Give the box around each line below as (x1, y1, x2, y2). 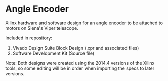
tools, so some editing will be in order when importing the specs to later (5, 65, 155, 71)
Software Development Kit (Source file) (12, 50, 95, 56)
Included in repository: (5, 35, 52, 41)
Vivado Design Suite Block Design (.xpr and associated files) (12, 45, 139, 51)
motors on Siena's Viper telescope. (5, 25, 78, 31)
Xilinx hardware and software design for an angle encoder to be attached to (5, 20, 163, 26)
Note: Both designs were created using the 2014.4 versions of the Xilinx (5, 60, 155, 66)
